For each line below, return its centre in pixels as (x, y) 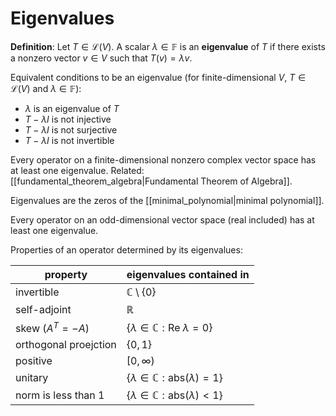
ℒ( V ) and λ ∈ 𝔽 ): (46, 88)
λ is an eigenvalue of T (72, 108)
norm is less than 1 (60, 395)
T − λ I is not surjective (71, 129)
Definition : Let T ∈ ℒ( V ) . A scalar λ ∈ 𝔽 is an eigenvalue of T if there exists (168, 46)
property (66, 274)
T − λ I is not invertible (69, 140)
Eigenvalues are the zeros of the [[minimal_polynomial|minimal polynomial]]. (167, 200)
